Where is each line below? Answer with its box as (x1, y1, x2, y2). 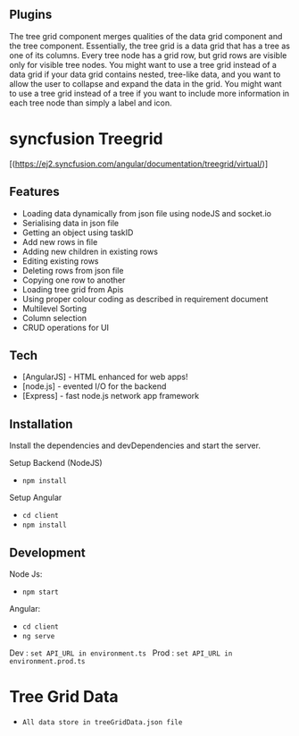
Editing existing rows (21, 255, 100, 266)
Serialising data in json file (21, 217, 119, 228)
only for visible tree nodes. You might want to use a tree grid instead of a (9, 59, 277, 70)
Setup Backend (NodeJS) (9, 458, 103, 469)
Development (9, 545, 87, 560)
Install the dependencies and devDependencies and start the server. (9, 440, 262, 451)
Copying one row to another (21, 275, 126, 285)
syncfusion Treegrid (9, 129, 163, 148)
